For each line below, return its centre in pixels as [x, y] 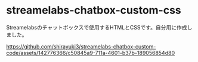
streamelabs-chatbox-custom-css [94, 10]
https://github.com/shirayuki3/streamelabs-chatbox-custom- [81, 46]
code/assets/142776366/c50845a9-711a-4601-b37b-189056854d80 [90, 53]
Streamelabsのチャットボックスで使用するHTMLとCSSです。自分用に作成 [97, 27]
